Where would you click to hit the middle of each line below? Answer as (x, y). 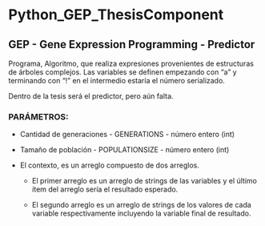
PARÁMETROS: (39, 116)
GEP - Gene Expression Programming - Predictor (132, 44)
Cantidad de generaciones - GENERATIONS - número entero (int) (127, 135)
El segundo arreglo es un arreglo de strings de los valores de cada (142, 205)
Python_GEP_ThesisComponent (116, 15)
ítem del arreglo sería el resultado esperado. (105, 189)
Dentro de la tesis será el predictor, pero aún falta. (91, 96)
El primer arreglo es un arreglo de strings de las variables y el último (145, 181)
